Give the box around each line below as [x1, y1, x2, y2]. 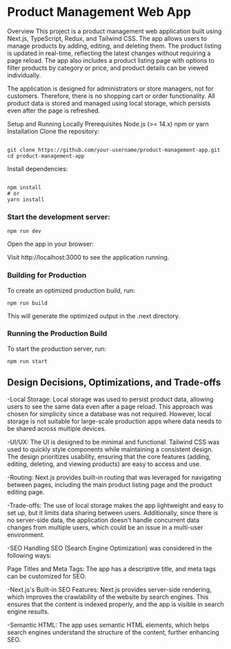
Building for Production [7, 271, 87, 280]
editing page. [7, 487, 45, 496]
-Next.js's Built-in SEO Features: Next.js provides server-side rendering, [7, 585, 212, 594]
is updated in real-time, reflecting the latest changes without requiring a [7, 49, 211, 57]
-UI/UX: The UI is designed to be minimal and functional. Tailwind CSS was [7, 438, 220, 446]
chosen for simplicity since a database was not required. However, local [7, 409, 212, 418]
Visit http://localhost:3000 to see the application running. [7, 253, 170, 262]
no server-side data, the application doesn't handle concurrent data [7, 516, 200, 524]
